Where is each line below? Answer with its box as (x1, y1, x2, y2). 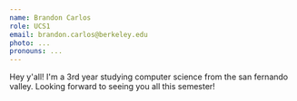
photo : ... (9, 38, 51, 48)
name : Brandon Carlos (9, 13, 92, 23)
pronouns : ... (9, 47, 64, 56)
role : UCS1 (9, 22, 51, 31)
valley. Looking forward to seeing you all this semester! (9, 81, 215, 92)
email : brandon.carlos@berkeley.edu (9, 30, 148, 39)
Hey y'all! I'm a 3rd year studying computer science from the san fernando (9, 71, 289, 82)
